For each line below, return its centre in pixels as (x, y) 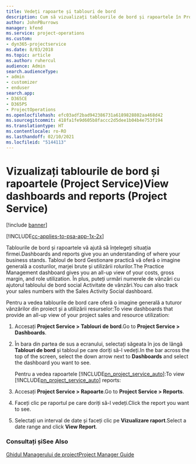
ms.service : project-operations (45, 33)
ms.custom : (19, 39)
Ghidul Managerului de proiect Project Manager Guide (70, 454)
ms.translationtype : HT (35, 126)
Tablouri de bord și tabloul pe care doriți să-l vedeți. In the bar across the (102, 350)
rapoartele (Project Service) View (87, 184)
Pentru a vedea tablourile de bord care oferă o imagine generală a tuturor (94, 302)
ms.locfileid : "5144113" (36, 142)
